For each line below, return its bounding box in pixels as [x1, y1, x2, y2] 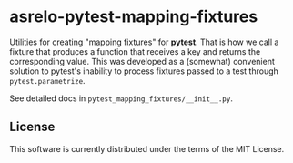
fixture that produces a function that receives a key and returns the [9, 46, 261, 56]
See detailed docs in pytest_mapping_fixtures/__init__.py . [9, 93, 234, 104]
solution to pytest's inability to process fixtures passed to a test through [9, 66, 279, 76]
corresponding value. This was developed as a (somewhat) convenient [9, 56, 276, 66]
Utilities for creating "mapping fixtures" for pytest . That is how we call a [9, 36, 279, 47]
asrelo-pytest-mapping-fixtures [9, 6, 258, 27]
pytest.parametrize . [9, 75, 86, 86]
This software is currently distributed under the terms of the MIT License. [9, 143, 285, 154]
